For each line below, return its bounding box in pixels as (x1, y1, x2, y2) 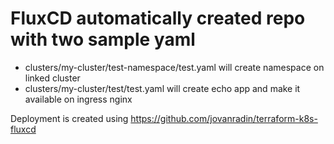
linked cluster (24, 72, 81, 84)
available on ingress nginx (24, 93, 133, 105)
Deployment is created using (10, 112, 129, 124)
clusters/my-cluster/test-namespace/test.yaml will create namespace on (24, 61, 325, 73)
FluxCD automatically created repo (10, 7, 306, 30)
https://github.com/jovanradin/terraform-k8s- (130, 112, 318, 124)
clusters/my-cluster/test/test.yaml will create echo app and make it (24, 82, 301, 94)
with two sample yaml (10, 28, 196, 51)
